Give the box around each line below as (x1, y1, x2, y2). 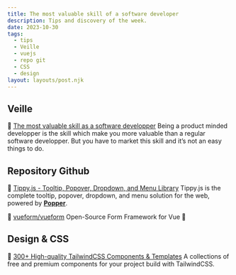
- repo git (13, 57, 46, 64)
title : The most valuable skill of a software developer (7, 10, 179, 18)
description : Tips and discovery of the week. (7, 17, 147, 24)
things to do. (7, 144, 45, 153)
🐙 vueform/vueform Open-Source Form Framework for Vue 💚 (7, 212, 186, 221)
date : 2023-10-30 (7, 23, 59, 31)
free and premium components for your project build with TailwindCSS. (7, 259, 215, 268)
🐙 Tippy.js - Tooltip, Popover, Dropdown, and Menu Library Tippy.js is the (7, 184, 221, 192)
